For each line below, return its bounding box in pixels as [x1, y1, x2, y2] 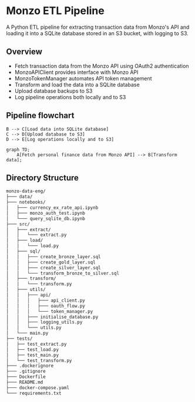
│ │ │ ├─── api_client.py [6, 298, 85, 303]
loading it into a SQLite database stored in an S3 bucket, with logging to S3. [6, 29, 189, 36]
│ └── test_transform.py [6, 357, 72, 363]
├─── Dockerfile [6, 374, 46, 380]
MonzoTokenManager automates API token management [14, 75, 152, 82]
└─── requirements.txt [6, 390, 62, 396]
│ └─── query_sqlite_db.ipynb [6, 215, 85, 221]
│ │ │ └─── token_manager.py [6, 308, 93, 315]
